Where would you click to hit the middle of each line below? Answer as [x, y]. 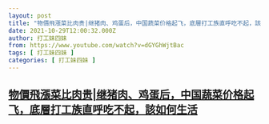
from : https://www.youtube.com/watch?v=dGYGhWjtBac [96, 46]
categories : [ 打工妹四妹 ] [52, 61]
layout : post [30, 16]
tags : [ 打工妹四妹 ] [41, 53]
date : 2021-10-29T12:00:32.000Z [62, 30]
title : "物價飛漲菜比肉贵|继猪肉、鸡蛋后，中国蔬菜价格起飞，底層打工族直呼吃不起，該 [135, 23]
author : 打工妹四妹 [38, 38]
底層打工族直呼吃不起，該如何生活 [113, 110]
